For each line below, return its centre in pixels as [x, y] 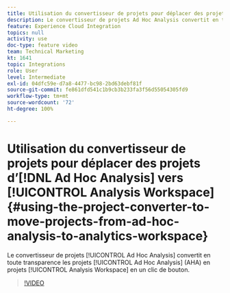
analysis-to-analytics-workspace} [108, 236]
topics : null [26, 33]
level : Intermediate [37, 77]
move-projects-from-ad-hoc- [93, 221]
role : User [23, 71]
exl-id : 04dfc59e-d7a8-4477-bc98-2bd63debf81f [75, 84]
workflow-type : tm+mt [38, 97]
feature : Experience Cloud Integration [64, 26]
